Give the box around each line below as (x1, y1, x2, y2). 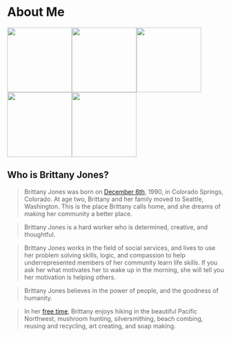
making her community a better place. (23, 209, 132, 218)
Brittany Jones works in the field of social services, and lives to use (23, 243, 216, 252)
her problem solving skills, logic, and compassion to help (23, 251, 186, 259)
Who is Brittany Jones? (7, 169, 109, 181)
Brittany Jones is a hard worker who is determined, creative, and (23, 222, 208, 231)
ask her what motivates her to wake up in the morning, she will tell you (23, 265, 224, 273)
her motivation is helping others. (23, 273, 116, 281)
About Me (7, 4, 65, 20)
